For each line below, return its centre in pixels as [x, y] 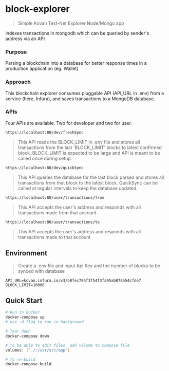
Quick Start [24, 301]
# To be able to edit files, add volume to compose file [68, 345]
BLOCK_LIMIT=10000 [25, 285]
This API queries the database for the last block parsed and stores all [91, 177]
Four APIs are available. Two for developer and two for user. [69, 123]
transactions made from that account [57, 212]
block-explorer [38, 9]
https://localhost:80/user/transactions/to [53, 222]
